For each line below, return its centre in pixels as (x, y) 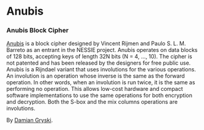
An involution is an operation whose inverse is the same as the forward (96, 76)
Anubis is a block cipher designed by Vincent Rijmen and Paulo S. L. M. (96, 43)
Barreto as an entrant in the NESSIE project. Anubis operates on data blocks (102, 50)
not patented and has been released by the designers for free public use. (99, 63)
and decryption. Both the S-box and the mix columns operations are (92, 102)
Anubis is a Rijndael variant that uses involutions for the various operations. (101, 70)
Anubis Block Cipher (38, 31)
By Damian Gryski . (30, 120)
